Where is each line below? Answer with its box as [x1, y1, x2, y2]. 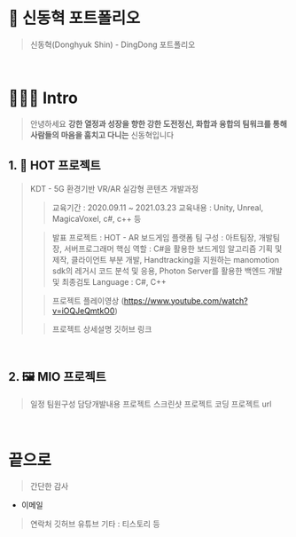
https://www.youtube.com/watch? [123, 295, 249, 306]
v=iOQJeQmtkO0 [51, 305, 115, 316]
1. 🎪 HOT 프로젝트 [8, 158, 101, 173]
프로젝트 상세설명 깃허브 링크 [51, 323, 152, 334]
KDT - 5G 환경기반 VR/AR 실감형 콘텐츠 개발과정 [29, 183, 199, 193]
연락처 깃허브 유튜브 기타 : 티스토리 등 [29, 518, 160, 529]
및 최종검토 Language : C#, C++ [51, 276, 167, 287]
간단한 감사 [29, 481, 69, 492]
